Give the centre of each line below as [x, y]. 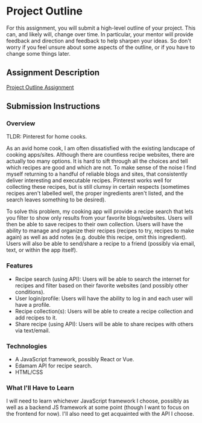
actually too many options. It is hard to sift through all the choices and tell [97, 161]
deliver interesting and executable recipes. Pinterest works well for [89, 180]
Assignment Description [53, 73]
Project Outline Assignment [40, 87]
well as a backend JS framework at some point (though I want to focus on [98, 407]
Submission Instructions [53, 106]
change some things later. [38, 53]
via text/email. [32, 330]
